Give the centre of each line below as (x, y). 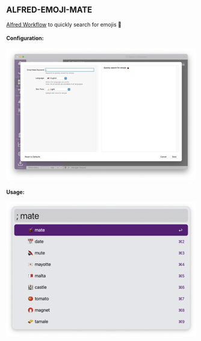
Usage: (16, 192)
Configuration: (25, 38)
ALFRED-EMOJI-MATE (49, 10)
